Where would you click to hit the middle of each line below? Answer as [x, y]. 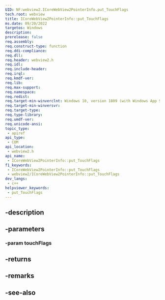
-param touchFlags [28, 243]
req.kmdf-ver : [20, 78]
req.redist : [17, 96]
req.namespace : [21, 92]
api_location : [20, 147]
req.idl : [14, 64]
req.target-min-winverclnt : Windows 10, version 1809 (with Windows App [81, 101]
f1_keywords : [18, 165]
